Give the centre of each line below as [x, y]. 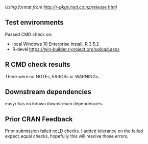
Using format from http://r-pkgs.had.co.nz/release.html [61, 7]
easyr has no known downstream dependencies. [54, 104]
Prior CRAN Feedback [39, 119]
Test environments [34, 22]
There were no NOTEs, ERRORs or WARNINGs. [52, 76]
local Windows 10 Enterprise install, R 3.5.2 [55, 44]
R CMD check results [38, 65]
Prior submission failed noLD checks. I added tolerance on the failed [74, 131]
